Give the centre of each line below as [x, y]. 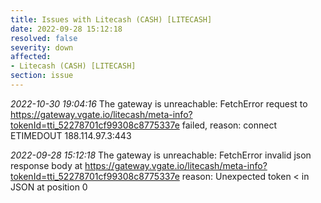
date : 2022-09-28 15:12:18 [66, 29]
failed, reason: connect [229, 125]
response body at [46, 165]
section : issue [42, 76]
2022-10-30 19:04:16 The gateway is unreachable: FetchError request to [159, 103]
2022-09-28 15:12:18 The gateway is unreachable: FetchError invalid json [161, 155]
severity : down [42, 47]
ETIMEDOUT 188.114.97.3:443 [71, 135]
